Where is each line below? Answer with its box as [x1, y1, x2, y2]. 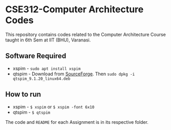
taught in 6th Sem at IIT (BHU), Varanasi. [5, 37, 91, 43]
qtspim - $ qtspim [12, 109, 51, 115]
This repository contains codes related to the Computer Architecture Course [5, 31, 166, 37]
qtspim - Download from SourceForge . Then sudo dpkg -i [12, 71, 135, 77]
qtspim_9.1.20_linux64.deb [12, 76, 71, 81]
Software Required [5, 52, 67, 60]
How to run [5, 90, 41, 99]
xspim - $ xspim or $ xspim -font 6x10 [12, 103, 95, 110]
